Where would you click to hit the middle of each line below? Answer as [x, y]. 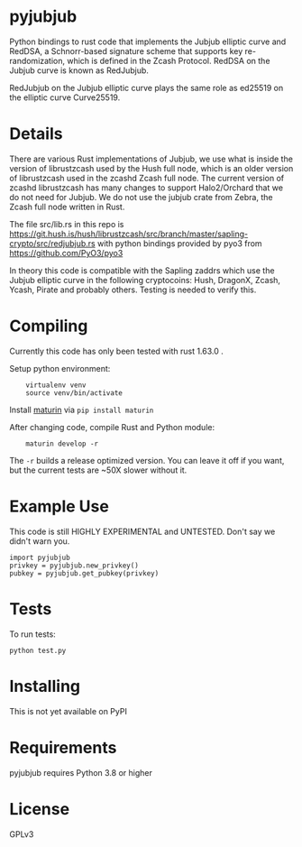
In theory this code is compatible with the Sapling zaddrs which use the [142, 270]
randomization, [37, 60]
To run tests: [32, 634]
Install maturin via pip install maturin [82, 410]
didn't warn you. [40, 541]
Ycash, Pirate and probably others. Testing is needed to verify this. [133, 290]
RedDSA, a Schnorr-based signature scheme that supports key [126, 51]
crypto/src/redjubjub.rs [53, 243]
